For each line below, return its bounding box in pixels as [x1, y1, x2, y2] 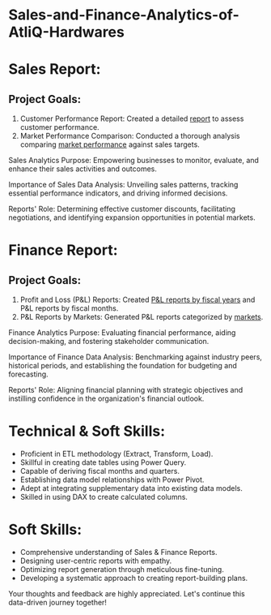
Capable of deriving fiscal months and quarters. [19, 467, 180, 476]
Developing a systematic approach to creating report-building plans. [19, 574, 248, 583]
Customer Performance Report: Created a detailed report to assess [19, 114, 244, 123]
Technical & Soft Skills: [8, 422, 166, 441]
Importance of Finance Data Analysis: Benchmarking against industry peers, [8, 352, 263, 362]
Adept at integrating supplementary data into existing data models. [19, 484, 243, 493]
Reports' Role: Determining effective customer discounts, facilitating [8, 204, 236, 214]
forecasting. [8, 369, 49, 379]
